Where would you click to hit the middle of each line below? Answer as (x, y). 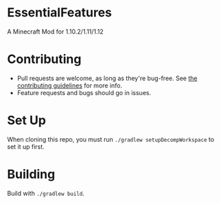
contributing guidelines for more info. (70, 85)
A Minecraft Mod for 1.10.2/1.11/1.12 (56, 31)
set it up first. (26, 146)
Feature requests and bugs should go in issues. (84, 92)
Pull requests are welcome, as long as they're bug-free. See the (107, 78)
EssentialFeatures (59, 13)
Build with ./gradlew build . (46, 193)
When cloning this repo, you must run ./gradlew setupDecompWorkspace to (111, 139)
